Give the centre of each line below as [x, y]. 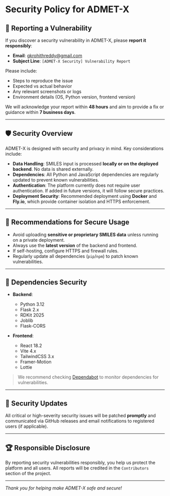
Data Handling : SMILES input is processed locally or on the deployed [85, 163]
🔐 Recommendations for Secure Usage [68, 222]
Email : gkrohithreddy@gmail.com [47, 55]
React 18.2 [31, 346]
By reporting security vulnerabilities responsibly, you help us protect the [80, 463]
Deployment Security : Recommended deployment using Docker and [84, 196]
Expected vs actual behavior [42, 86]
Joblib [27, 320]
